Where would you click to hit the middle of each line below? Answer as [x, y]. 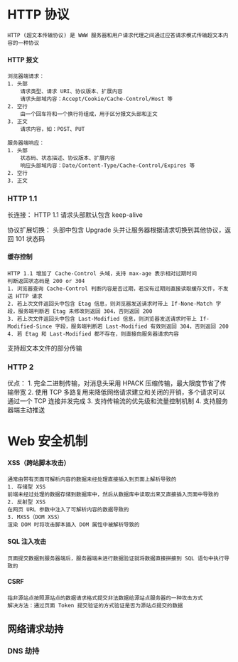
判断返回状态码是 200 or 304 [46, 281]
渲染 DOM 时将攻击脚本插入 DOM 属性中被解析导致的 [74, 525]
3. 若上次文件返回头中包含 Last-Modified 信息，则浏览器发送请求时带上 [102, 319]
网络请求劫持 [36, 629]
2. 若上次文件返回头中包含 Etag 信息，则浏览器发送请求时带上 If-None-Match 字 [114, 304]
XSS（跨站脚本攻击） [39, 462]
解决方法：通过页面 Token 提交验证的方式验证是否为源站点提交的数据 [95, 605]
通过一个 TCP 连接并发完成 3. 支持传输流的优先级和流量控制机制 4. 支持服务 [118, 401]
